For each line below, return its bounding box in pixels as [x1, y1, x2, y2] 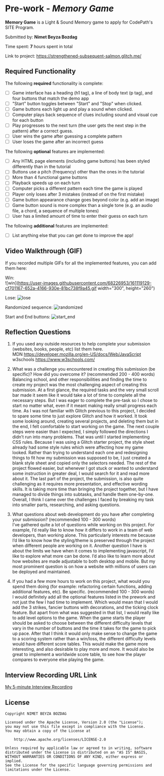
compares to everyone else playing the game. [12, 657, 105, 662]
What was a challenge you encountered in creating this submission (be [12, 366, 156, 372]
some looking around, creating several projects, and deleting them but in [12, 418, 159, 424]
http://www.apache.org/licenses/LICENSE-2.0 [14, 737, 106, 742]
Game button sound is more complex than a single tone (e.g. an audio [12, 202, 153, 208]
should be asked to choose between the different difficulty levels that [12, 620, 152, 626]
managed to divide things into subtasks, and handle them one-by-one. [12, 491, 154, 497]
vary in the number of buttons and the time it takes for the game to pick [12, 625, 157, 632]
